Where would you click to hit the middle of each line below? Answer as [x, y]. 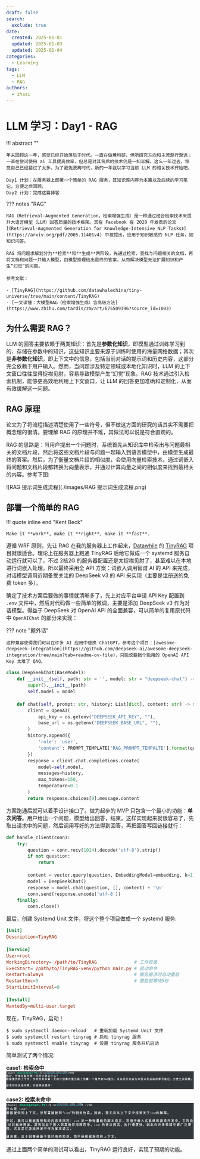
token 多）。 [27, 583]
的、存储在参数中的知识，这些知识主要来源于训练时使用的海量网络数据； [95, 351]
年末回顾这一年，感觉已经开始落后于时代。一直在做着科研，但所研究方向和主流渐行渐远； [99, 155]
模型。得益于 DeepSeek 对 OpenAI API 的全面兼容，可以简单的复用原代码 [101, 610]
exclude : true [29, 25]
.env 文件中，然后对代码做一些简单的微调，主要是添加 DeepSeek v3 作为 [95, 603]
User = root [18, 956]
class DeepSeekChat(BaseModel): [46, 673]
